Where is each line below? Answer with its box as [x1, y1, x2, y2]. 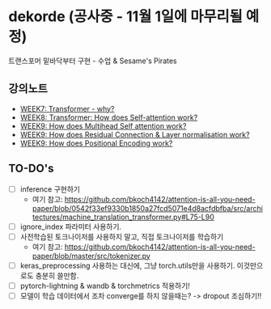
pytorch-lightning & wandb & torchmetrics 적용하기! [19, 281, 190, 290]
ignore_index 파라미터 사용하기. [19, 222, 122, 231]
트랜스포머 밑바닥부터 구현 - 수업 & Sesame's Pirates [8, 56, 177, 66]
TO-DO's [8, 162, 54, 176]
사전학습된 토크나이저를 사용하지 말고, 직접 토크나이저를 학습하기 [19, 231, 224, 241]
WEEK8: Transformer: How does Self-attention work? [19, 112, 198, 122]
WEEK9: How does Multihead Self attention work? [19, 121, 187, 130]
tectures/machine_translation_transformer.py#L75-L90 [32, 212, 214, 222]
